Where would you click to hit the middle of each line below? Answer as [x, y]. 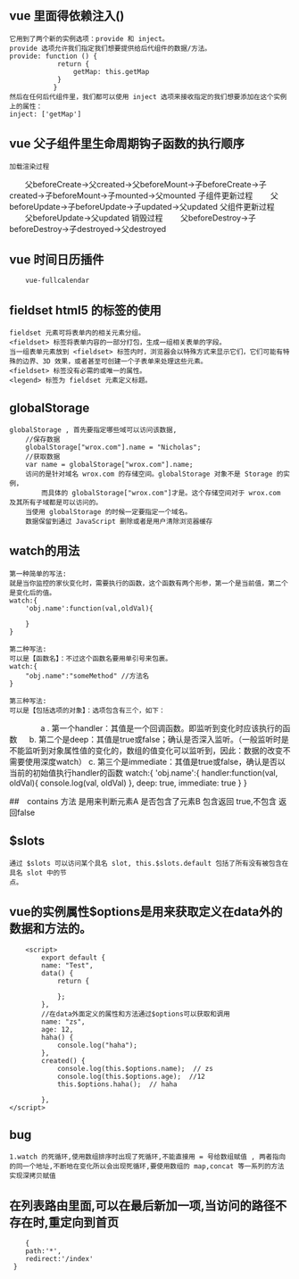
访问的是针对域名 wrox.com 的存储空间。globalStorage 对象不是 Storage [149, 474]
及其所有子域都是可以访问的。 [56, 502]
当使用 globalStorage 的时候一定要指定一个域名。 [108, 512]
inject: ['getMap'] [46, 114]
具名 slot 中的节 [38, 873]
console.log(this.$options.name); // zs [135, 1068]
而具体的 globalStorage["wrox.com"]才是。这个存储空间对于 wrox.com [161, 494]
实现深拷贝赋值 [33, 1176]
